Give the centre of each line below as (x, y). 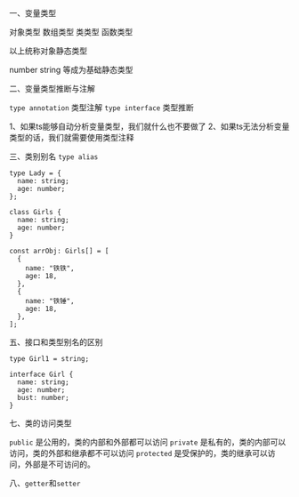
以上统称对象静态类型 (48, 51)
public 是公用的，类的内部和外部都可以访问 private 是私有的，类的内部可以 (148, 442)
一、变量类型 (32, 13)
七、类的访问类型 (40, 423)
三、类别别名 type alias (54, 156)
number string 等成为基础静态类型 (71, 70)
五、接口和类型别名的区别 (56, 342)
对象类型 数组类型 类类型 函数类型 (71, 32)
